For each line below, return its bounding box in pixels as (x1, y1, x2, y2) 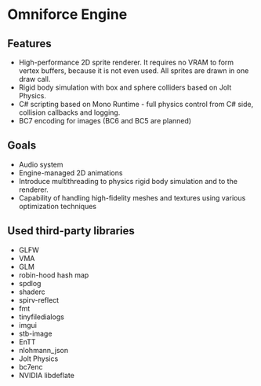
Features (7, 37, 52, 50)
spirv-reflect (18, 295, 60, 304)
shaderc (18, 287, 46, 296)
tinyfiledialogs (18, 312, 64, 322)
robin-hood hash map (18, 270, 89, 280)
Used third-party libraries (7, 224, 135, 237)
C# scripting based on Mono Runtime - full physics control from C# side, (18, 100, 254, 108)
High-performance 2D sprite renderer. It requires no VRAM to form (18, 57, 234, 67)
